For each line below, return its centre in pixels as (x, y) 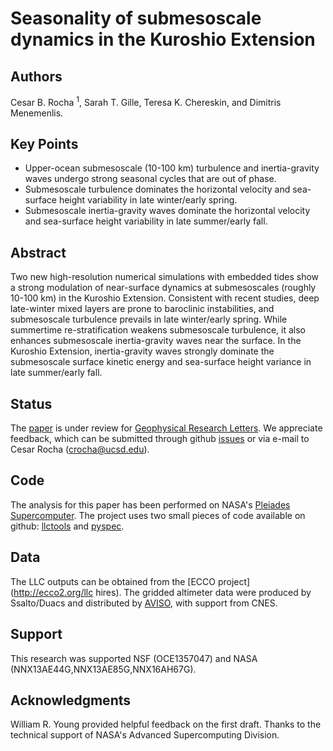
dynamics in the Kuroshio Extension (163, 39)
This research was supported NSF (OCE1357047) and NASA (134, 658)
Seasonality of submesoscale (136, 18)
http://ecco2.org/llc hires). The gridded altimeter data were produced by (162, 592)
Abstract (38, 252)
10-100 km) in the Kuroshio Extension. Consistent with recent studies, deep (165, 298)
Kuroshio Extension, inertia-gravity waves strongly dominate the (142, 351)
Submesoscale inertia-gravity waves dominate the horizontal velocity (167, 211)
